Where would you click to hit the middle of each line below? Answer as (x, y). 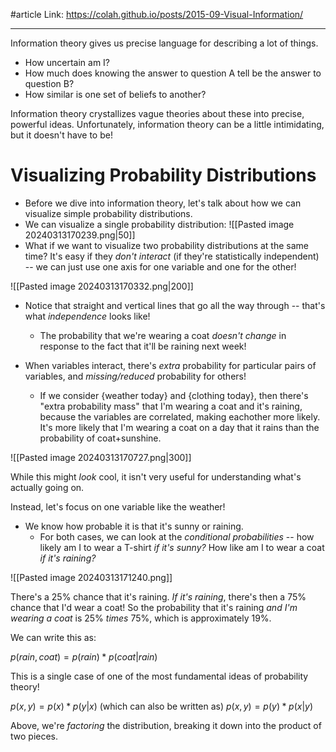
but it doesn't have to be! (61, 135)
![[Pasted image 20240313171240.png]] (91, 577)
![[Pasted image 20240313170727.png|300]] (101, 457)
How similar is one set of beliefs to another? (115, 94)
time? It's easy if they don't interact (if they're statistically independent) (172, 256)
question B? (49, 83)
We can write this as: (53, 637)
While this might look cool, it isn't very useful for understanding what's (156, 476)
